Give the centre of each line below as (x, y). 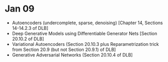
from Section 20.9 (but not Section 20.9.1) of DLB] (64, 49)
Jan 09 (20, 9)
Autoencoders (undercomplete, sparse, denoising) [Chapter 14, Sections (88, 23)
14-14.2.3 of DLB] (30, 28)
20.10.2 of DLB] (28, 39)
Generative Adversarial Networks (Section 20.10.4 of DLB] (72, 55)
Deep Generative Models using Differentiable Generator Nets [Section (85, 33)
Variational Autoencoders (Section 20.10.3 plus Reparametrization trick (86, 44)
